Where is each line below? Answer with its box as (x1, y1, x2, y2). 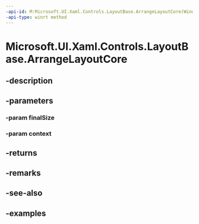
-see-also (5, 188, 43, 199)
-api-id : (5, 8, 27, 15)
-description (5, 76, 53, 86)
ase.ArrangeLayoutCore (5, 52, 128, 66)
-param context (5, 130, 52, 138)
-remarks (5, 168, 41, 178)
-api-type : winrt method (5, 14, 67, 20)
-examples (5, 208, 46, 218)
